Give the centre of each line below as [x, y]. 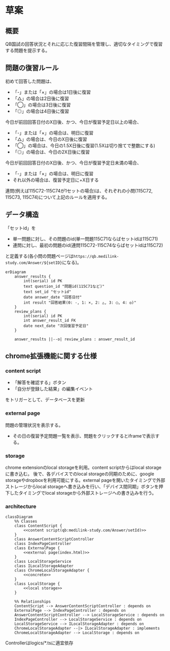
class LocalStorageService [43, 562]
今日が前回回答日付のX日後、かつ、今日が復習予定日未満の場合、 [73, 162]
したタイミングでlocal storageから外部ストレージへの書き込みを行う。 [83, 493]
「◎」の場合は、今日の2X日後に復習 [51, 152]
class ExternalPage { [37, 548]
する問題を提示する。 [27, 50]
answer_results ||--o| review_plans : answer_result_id [75, 339]
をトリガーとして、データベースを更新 [45, 400]
